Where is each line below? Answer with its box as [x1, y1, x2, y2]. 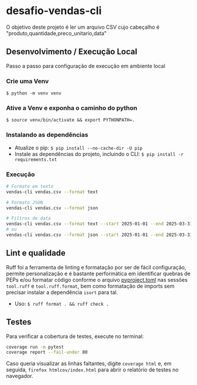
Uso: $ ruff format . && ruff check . [14, 300, 109, 307]
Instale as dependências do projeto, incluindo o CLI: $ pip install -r [14, 150, 184, 157]
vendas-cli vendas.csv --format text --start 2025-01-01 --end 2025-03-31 [6, 221, 193, 227]
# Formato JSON [6, 200, 43, 205]
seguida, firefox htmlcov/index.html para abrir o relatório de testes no [6, 366, 179, 373]
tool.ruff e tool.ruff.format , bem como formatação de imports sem [6, 282, 175, 289]
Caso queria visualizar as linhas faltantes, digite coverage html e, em [6, 360, 172, 367]
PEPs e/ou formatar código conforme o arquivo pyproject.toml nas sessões [6, 276, 188, 283]
